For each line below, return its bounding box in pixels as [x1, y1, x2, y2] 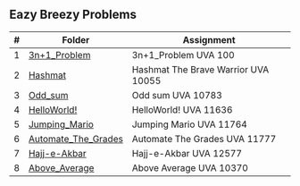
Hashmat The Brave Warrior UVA [131, 63, 270, 75]
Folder [62, 33, 90, 46]
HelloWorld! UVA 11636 [131, 103, 233, 115]
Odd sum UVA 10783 [131, 89, 223, 101]
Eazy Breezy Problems [9, 7, 137, 22]
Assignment [182, 33, 236, 46]
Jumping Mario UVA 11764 [131, 118, 247, 131]
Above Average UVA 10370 [131, 161, 248, 173]
